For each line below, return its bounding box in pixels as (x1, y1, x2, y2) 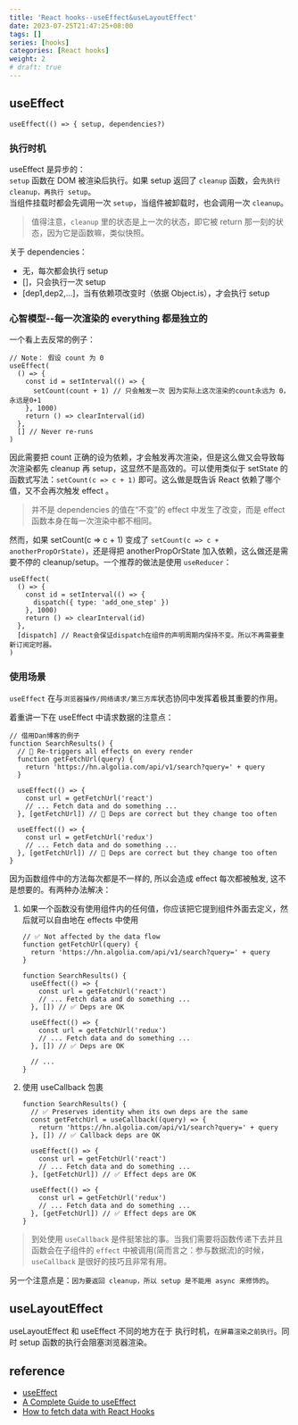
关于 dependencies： (9, 246, 87, 257)
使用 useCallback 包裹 (21, 1081, 104, 1092)
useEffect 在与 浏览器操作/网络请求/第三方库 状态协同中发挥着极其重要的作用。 (9, 693, 283, 704)
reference (9, 1363, 65, 1379)
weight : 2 (9, 54, 46, 63)
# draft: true (9, 63, 62, 72)
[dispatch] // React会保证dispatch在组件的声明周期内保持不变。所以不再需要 (17, 631, 278, 640)
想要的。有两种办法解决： (16, 884, 112, 895)
